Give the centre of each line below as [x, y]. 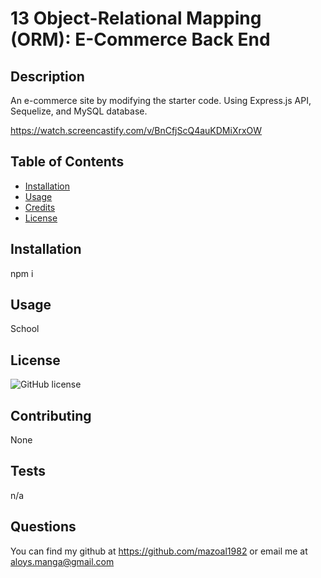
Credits [40, 207]
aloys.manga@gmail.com [62, 561]
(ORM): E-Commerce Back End [140, 39]
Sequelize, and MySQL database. [79, 111]
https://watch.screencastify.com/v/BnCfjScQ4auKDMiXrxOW [136, 130]
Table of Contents [67, 162]
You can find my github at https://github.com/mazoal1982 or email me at [159, 551]
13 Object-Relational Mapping [136, 18]
